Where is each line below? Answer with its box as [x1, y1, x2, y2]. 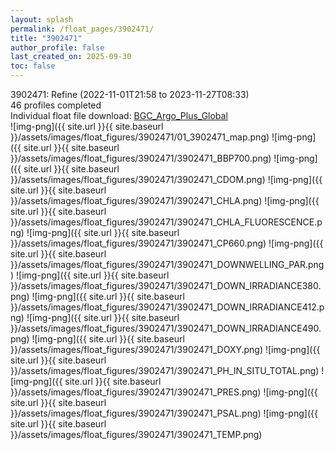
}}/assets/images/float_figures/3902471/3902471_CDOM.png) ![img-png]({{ [10, 174, 323, 185]
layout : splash [10, 14, 74, 25]
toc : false [10, 61, 56, 71]
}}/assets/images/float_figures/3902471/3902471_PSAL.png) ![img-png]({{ [10, 407, 318, 419]
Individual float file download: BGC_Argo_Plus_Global [10, 110, 228, 121]
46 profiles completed [10, 99, 102, 111]
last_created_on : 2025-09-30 [10, 52, 132, 62]
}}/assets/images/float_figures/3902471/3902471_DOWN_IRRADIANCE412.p [10, 301, 325, 313]
